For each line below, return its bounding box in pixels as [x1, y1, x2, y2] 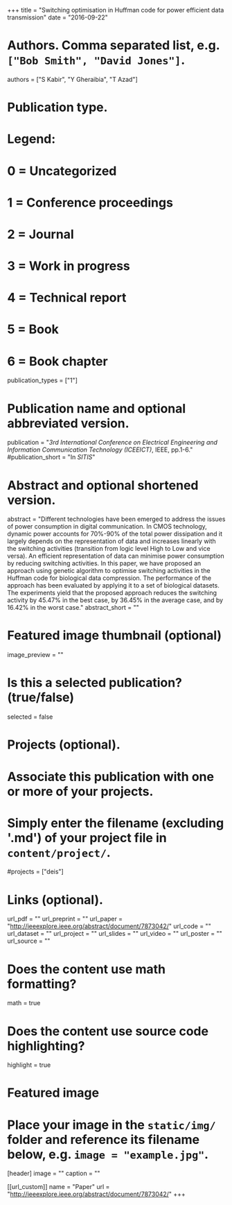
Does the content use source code [7, 1023, 209, 1039]
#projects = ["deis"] [7, 867, 64, 876]
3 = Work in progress [7, 258, 130, 274]
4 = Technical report [7, 290, 127, 306]
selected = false [7, 712, 53, 721]
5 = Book [7, 322, 59, 337]
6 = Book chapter [7, 353, 109, 369]
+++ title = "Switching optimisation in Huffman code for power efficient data [7, 6, 224, 14]
